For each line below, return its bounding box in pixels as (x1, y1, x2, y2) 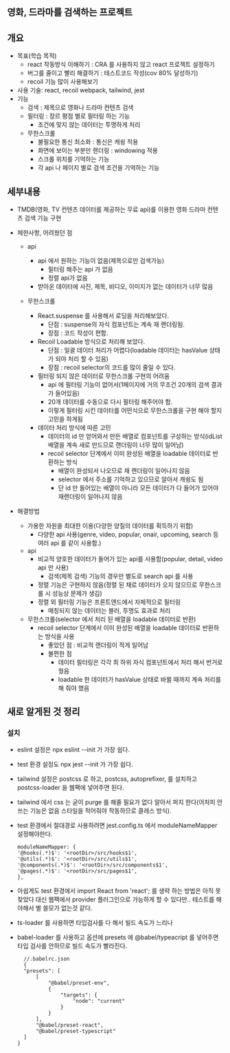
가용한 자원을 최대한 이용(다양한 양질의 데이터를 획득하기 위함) (27, 522, 194, 530)
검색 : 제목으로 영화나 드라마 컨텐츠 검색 (27, 103, 134, 112)
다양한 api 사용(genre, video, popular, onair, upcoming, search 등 (37, 530, 219, 539)
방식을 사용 (45, 632, 75, 640)
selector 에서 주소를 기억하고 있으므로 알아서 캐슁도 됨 (58, 475, 204, 483)
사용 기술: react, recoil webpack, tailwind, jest (16, 86, 145, 94)
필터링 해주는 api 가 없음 (47, 265, 113, 273)
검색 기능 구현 (24, 214, 62, 222)
